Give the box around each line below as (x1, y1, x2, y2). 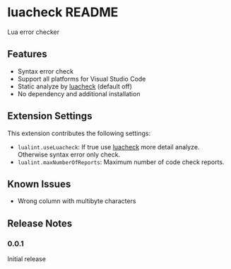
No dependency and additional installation (17, 89, 141, 98)
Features (7, 48, 47, 60)
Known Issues (7, 178, 71, 190)
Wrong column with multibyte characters (17, 197, 136, 205)
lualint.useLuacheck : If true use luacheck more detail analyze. (17, 142, 200, 151)
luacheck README (7, 4, 119, 21)
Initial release (7, 255, 46, 263)
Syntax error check (17, 67, 74, 75)
